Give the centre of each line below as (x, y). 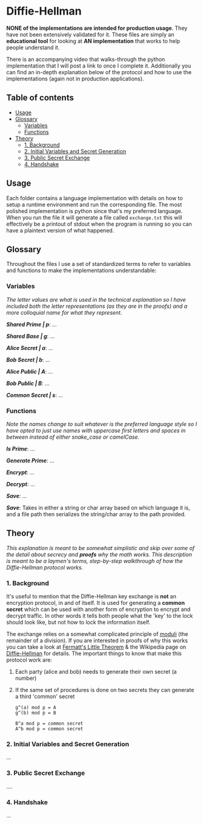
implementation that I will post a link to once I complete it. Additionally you (99, 66)
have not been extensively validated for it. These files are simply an (90, 34)
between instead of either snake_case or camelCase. (73, 437)
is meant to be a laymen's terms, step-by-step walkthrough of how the (95, 560)
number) (26, 678)
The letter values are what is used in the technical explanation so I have (96, 299)
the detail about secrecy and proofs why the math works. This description (99, 554)
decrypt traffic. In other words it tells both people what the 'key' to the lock (100, 616)
